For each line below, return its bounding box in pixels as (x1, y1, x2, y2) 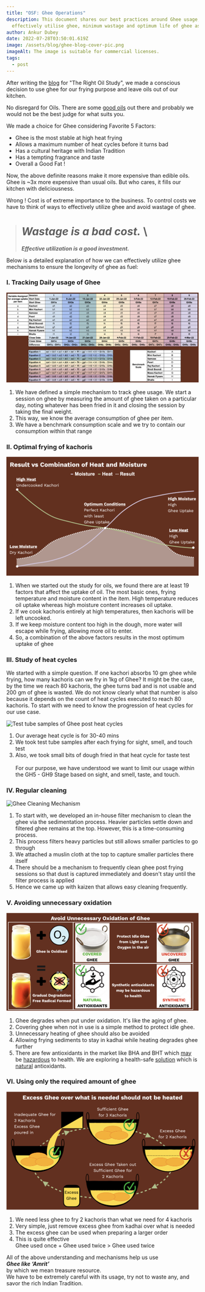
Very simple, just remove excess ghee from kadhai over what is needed (15, 1222, 195, 1230)
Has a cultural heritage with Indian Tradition (15, 147, 125, 154)
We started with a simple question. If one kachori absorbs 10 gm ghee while (6, 669, 197, 677)
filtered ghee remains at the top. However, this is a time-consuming (15, 825, 184, 832)
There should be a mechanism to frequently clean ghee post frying (15, 864, 184, 871)
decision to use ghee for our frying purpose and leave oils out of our (6, 86, 178, 93)
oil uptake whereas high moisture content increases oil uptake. (15, 601, 173, 608)
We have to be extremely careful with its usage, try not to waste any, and (6, 1273, 190, 1280)
